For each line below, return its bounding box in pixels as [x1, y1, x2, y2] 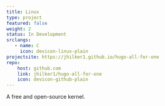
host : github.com [17, 65, 61, 71]
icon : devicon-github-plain [17, 76, 88, 82]
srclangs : [6, 37, 32, 43]
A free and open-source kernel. [6, 93, 85, 101]
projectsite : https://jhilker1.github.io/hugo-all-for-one [6, 54, 160, 60]
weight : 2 [6, 25, 32, 32]
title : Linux [6, 8, 40, 15]
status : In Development [6, 31, 67, 38]
